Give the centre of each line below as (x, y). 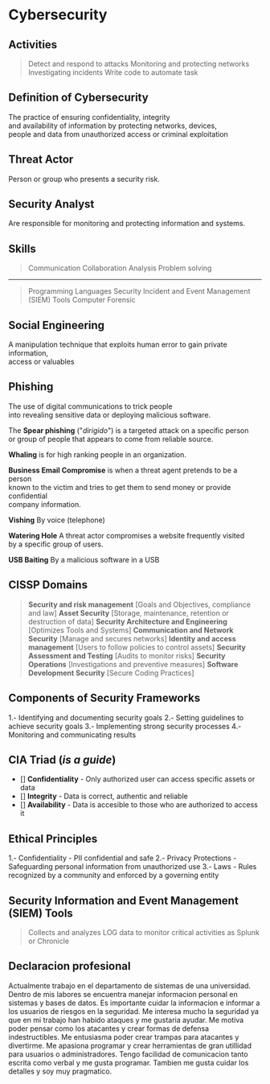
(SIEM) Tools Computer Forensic (82, 300)
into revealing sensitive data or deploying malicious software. (110, 414)
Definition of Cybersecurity (78, 98)
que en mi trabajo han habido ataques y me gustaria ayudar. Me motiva (126, 1020)
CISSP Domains (48, 585)
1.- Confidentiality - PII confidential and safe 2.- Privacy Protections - (123, 858)
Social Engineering (57, 325)
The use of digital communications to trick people (90, 406)
